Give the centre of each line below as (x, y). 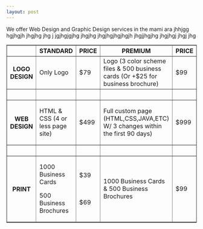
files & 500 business (133, 68)
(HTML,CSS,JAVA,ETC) (137, 118)
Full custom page (128, 111)
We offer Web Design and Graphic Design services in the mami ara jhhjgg (98, 29)
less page (53, 126)
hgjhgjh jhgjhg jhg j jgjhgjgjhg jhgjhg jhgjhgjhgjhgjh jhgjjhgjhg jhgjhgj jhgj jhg (101, 35)
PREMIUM (136, 51)
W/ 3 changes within (133, 126)
